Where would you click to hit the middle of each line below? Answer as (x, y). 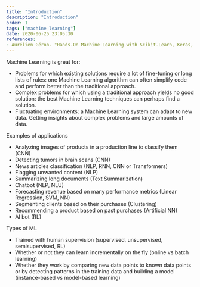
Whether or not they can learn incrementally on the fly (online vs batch (102, 252)
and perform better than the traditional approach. (75, 86)
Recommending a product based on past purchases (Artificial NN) (96, 210)
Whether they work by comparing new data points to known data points (103, 265)
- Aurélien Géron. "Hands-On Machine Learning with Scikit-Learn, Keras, (100, 45)
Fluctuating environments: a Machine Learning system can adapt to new (104, 111)
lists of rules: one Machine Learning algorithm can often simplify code (101, 79)
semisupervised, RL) (40, 246)
